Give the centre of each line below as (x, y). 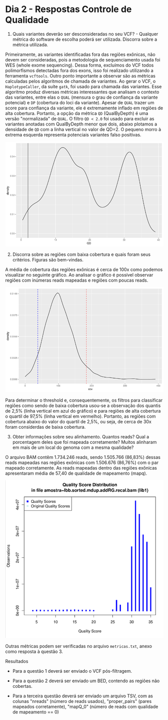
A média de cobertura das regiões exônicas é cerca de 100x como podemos (84, 270)
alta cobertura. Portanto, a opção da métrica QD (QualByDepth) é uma (77, 113)
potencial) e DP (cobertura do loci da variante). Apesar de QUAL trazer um (80, 102)
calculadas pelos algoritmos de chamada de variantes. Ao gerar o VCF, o (80, 81)
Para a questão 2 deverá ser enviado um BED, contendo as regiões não (86, 681)
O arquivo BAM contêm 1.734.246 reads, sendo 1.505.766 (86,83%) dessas (83, 457)
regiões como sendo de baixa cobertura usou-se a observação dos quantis (83, 405)
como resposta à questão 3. (34, 651)
